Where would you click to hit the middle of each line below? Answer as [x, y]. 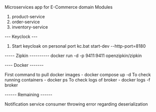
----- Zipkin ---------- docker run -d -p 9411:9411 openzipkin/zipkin [73, 56]
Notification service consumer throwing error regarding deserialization [76, 104]
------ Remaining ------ [29, 95]
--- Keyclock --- [21, 37]
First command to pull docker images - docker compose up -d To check [78, 75]
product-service [28, 16]
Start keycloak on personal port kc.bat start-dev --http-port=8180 [79, 46]
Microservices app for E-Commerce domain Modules [59, 7]
